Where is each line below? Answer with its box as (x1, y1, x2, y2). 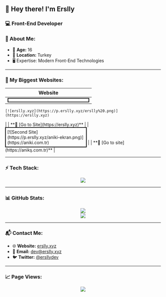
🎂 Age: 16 (12, 47, 33, 53)
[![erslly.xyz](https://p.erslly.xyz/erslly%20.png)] (5, 108, 119, 113)
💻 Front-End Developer (5, 20, 63, 27)
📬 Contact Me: (5, 229, 43, 236)
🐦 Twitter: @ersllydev (12, 254, 59, 260)
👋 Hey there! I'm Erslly (5, 5, 75, 13)
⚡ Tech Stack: (5, 164, 39, 171)
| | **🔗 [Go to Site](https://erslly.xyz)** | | (5, 121, 89, 127)
